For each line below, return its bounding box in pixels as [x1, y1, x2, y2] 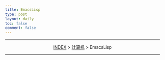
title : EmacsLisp [5, 7, 41, 12]
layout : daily [5, 16, 34, 21]
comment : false [5, 26, 36, 30]
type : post [5, 12, 27, 17]
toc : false [5, 21, 27, 26]
